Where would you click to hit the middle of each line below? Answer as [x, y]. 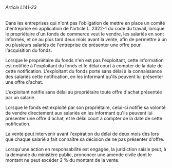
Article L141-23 [21, 7]
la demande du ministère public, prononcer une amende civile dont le [79, 155]
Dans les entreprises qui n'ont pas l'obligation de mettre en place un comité [85, 23]
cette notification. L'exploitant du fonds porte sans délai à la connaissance [84, 71]
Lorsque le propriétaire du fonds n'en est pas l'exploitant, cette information [85, 60]
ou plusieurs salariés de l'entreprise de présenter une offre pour [73, 45]
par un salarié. [21, 98]
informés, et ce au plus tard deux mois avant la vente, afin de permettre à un [86, 40]
